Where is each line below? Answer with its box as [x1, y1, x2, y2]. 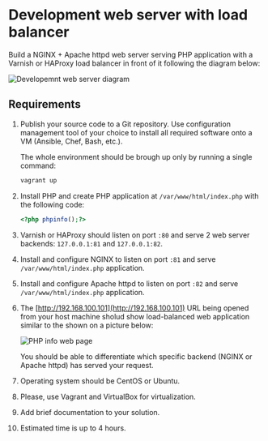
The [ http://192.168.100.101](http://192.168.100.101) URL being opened [19, 302, 249, 313]
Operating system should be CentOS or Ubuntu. [19, 375, 181, 386]
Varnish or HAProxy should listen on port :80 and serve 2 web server [19, 229, 250, 240]
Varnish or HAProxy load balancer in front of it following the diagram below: [8, 58, 261, 68]
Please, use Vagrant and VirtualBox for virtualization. [19, 392, 196, 401]
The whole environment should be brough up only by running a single [19, 152, 253, 161]
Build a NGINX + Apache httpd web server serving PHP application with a [8, 49, 253, 59]
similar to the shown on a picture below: [19, 320, 154, 330]
